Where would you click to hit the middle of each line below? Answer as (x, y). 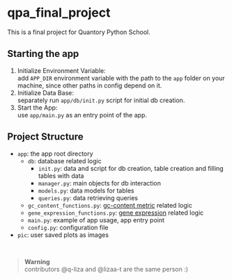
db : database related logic (65, 160)
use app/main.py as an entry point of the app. (82, 115)
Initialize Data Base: (46, 92)
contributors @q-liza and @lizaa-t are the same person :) (106, 269)
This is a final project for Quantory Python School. (79, 32)
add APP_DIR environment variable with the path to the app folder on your (121, 78)
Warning (37, 261)
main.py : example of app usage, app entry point (96, 220)
